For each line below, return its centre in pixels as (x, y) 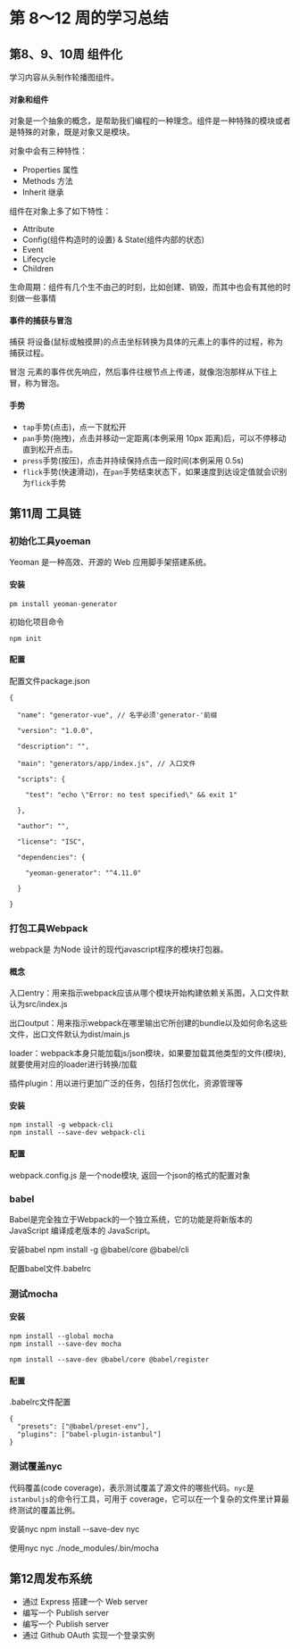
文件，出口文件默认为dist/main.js (70, 1034)
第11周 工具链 (46, 513)
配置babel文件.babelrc (50, 1268)
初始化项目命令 (37, 621)
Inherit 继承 (43, 192)
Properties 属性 (50, 170)
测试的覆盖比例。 (48, 1510)
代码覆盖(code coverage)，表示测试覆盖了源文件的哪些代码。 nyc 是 (132, 1487)
